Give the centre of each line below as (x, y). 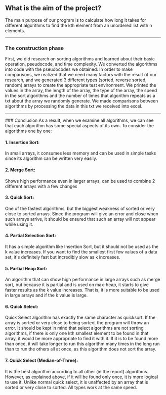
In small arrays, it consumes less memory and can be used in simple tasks (81, 153)
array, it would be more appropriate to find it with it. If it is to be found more (82, 339)
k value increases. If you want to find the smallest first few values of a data (81, 251)
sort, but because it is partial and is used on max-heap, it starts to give (77, 285)
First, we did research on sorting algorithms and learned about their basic (80, 59)
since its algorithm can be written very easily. (51, 158)
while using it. (19, 224)
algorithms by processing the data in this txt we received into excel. (74, 106)
